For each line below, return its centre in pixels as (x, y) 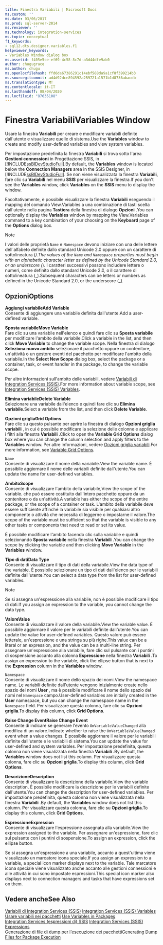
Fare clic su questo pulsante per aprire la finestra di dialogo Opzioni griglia (80, 424)
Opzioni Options (29, 296)
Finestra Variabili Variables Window (78, 120)
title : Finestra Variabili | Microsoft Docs (51, 10)
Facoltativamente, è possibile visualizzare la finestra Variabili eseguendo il (80, 200)
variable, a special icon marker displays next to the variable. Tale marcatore (81, 863)
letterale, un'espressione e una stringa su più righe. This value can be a (76, 640)
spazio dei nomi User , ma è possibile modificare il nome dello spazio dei (78, 690)
